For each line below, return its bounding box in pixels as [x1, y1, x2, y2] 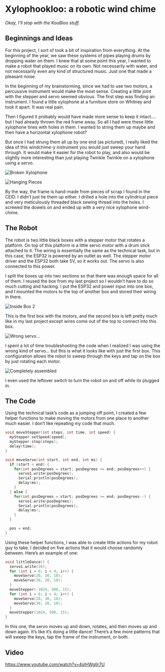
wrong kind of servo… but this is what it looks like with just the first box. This [5, 348, 161, 354]
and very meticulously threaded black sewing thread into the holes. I [5, 199, 144, 205]
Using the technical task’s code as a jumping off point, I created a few [5, 410, 147, 416]
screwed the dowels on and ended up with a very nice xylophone [5, 204, 137, 210]
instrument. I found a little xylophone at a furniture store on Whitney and [5, 99, 152, 105]
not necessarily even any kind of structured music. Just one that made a [5, 68, 152, 74]
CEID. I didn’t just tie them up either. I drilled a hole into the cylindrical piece [5, 194, 159, 199]
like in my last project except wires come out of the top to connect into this [5, 318, 157, 324]
